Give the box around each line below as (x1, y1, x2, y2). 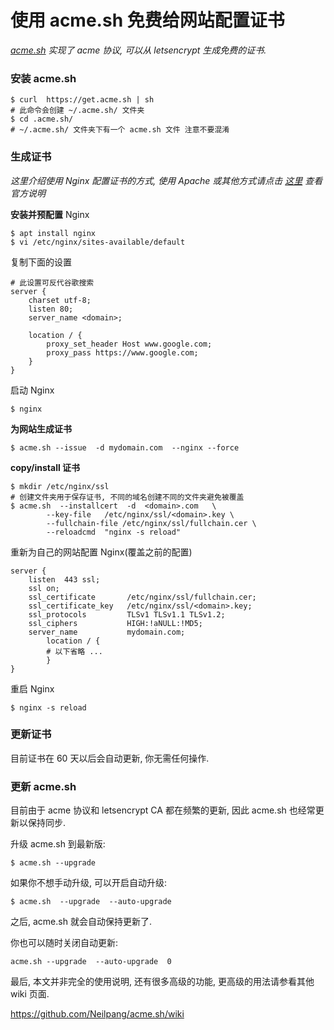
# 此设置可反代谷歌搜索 (10, 277, 95, 288)
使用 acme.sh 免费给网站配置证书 (10, 9, 285, 32)
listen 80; (28, 304, 74, 314)
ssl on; (28, 583, 60, 593)
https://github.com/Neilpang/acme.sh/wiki (10, 1008, 185, 1020)
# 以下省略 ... (46, 646, 103, 656)
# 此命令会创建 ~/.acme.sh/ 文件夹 (10, 106, 145, 116)
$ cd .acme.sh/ (10, 114, 74, 125)
